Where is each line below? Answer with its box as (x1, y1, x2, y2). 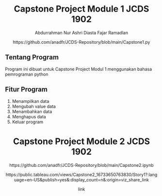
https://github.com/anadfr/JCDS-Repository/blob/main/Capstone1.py (13, 39, 150, 45)
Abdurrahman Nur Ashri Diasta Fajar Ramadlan (34, 30, 129, 35)
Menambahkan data (12, 108, 52, 114)
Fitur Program (5, 85, 48, 94)
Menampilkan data (12, 98, 49, 104)
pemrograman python (5, 71, 49, 77)
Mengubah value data (12, 103, 56, 109)
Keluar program (12, 119, 44, 125)
